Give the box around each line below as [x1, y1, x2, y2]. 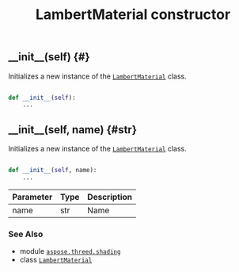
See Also [8, 228, 44, 239]
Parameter [12, 191, 53, 202]
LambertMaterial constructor [35, 6, 231, 24]
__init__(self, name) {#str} [8, 123, 137, 136]
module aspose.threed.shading [19, 247, 121, 256]
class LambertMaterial [19, 255, 93, 265]
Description [86, 191, 133, 202]
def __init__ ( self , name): [8, 167, 97, 174]
